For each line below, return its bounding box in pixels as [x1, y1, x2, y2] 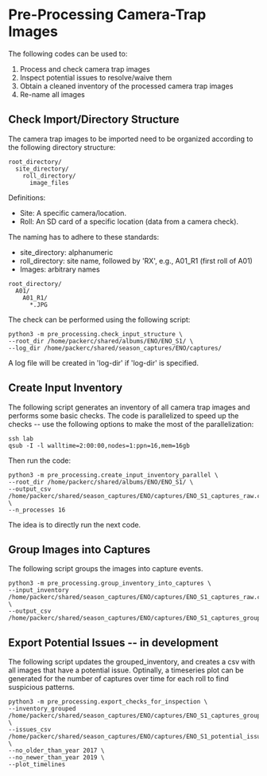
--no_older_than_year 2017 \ [8, 747, 105, 754]
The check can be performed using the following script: [8, 315, 191, 324]
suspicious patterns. [8, 683, 75, 692]
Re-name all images [19, 89, 85, 99]
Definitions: [8, 193, 46, 202]
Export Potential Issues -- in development [8, 636, 219, 649]
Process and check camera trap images [19, 64, 151, 73]
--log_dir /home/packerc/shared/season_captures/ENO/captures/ [8, 344, 222, 352]
